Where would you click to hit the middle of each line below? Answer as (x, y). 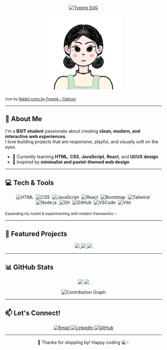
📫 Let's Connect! (33, 313)
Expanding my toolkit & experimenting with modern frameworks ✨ (61, 214)
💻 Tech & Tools (30, 183)
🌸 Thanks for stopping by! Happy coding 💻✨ (83, 342)
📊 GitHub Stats (29, 267)
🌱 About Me (24, 119)
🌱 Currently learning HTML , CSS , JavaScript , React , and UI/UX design (85, 157)
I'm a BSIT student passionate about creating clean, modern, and (73, 131)
